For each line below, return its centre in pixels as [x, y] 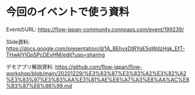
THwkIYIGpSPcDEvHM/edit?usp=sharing [56, 55]
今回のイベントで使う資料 [68, 12]
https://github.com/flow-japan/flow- [98, 67]
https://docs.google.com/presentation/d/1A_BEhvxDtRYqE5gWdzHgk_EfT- [96, 48]
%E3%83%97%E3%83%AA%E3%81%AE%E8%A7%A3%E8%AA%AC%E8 [98, 79]
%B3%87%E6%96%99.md [39, 86]
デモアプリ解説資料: [30, 67]
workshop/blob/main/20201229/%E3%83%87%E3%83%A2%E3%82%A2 [96, 73]
